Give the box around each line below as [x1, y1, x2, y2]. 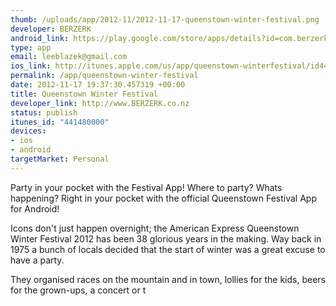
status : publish [10, 107, 78, 118]
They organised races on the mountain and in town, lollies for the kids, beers [10, 273, 326, 285]
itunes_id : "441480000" [10, 117, 110, 127]
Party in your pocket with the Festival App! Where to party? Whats [10, 181, 283, 193]
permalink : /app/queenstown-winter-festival [10, 71, 199, 81]
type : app [10, 42, 52, 53]
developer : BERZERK [10, 24, 92, 34]
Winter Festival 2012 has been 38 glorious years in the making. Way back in [10, 232, 322, 245]
